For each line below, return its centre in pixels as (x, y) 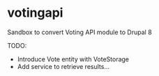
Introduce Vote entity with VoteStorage (73, 59)
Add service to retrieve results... (63, 66)
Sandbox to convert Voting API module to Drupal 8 (79, 32)
